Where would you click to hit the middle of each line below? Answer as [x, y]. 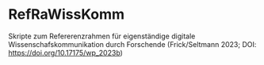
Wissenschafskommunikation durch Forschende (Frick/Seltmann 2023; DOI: [132, 44]
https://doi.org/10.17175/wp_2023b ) [65, 52]
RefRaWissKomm [67, 14]
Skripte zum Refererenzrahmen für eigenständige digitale [102, 36]
